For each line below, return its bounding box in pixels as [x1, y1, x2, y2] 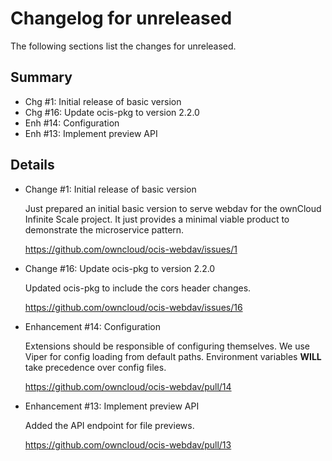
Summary [10, 69, 73, 86]
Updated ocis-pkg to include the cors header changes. [24, 282, 252, 294]
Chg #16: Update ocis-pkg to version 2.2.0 [24, 106, 200, 118]
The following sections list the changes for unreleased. [10, 40, 237, 52]
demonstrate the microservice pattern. [24, 223, 185, 236]
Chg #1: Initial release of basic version [24, 95, 182, 107]
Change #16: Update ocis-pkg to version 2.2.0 [24, 262, 216, 274]
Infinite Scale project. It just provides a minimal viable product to [24, 213, 290, 225]
